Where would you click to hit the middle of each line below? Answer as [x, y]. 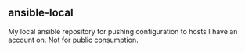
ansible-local [41, 13]
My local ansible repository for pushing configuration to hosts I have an [123, 31]
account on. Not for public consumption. [73, 40]
